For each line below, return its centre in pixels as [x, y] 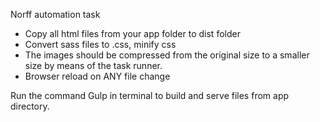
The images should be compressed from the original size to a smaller [167, 55]
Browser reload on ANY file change [97, 76]
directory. [30, 106]
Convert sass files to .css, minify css [100, 44]
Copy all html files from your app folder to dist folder [132, 33]
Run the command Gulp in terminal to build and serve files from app [150, 95]
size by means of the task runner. [93, 65]
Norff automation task [55, 14]
